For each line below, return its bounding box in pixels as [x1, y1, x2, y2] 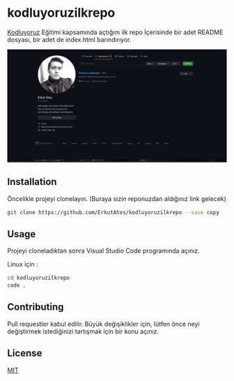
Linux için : [7, 260, 38, 269]
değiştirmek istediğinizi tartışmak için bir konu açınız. [7, 327, 159, 336]
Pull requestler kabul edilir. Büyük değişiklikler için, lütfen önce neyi [7, 320, 200, 328]
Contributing [7, 301, 64, 313]
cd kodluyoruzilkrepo [7, 274, 70, 282]
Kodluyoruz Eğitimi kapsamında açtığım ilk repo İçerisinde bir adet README [7, 28, 224, 36]
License [7, 348, 42, 359]
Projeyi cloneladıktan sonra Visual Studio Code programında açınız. [7, 246, 200, 255]
